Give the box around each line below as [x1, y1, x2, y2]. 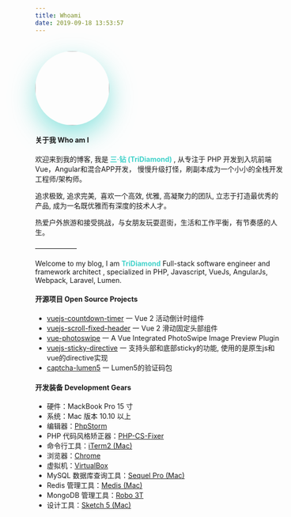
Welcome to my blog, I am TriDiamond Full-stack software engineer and [35, 258, 270, 268]
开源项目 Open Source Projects [35, 294, 138, 304]
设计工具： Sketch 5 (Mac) [46, 500, 131, 510]
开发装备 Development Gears [35, 383, 132, 392]
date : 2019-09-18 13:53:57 [35, 19, 124, 27]
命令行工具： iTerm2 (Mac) [46, 441, 133, 451]
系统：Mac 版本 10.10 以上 [46, 412, 131, 421]
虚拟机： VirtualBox [46, 461, 108, 470]
